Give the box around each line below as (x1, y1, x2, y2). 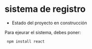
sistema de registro (4, 3, 86, 15)
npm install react (6, 39, 45, 44)
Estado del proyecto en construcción (11, 20, 87, 26)
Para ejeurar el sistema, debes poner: (4, 29, 81, 35)
